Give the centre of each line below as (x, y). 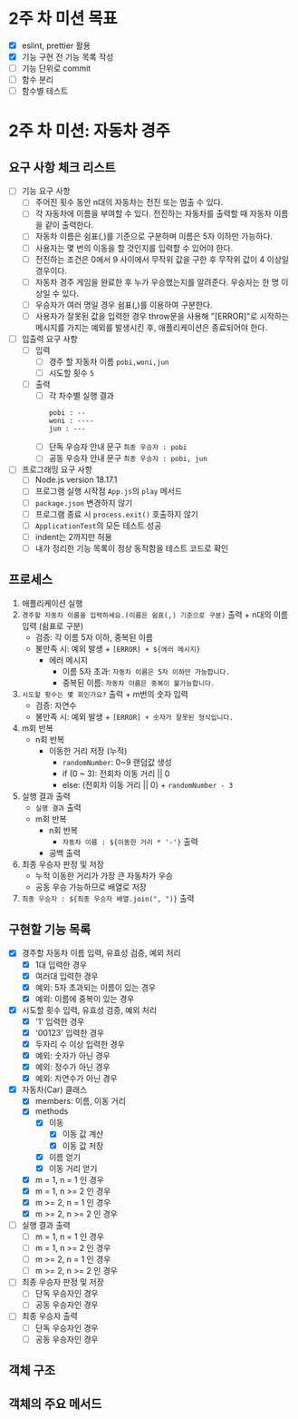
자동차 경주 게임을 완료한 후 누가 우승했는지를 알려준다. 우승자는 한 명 (157, 281)
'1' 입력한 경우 (60, 1021)
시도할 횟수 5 (71, 373)
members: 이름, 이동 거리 (80, 1101)
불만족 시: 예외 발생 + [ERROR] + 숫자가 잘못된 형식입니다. (135, 716)
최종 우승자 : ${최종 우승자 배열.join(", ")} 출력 (108, 898)
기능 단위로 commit (56, 68)
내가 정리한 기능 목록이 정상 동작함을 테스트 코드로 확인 (132, 548)
